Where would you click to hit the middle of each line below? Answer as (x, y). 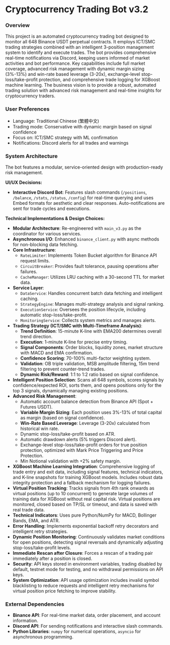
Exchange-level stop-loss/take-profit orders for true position (84, 445)
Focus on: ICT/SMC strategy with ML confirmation (65, 137)
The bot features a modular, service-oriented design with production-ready (84, 167)
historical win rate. (40, 428)
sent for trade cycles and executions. (51, 209)
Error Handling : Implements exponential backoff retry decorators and (86, 526)
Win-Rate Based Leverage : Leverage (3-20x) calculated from (85, 423)
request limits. (35, 261)
